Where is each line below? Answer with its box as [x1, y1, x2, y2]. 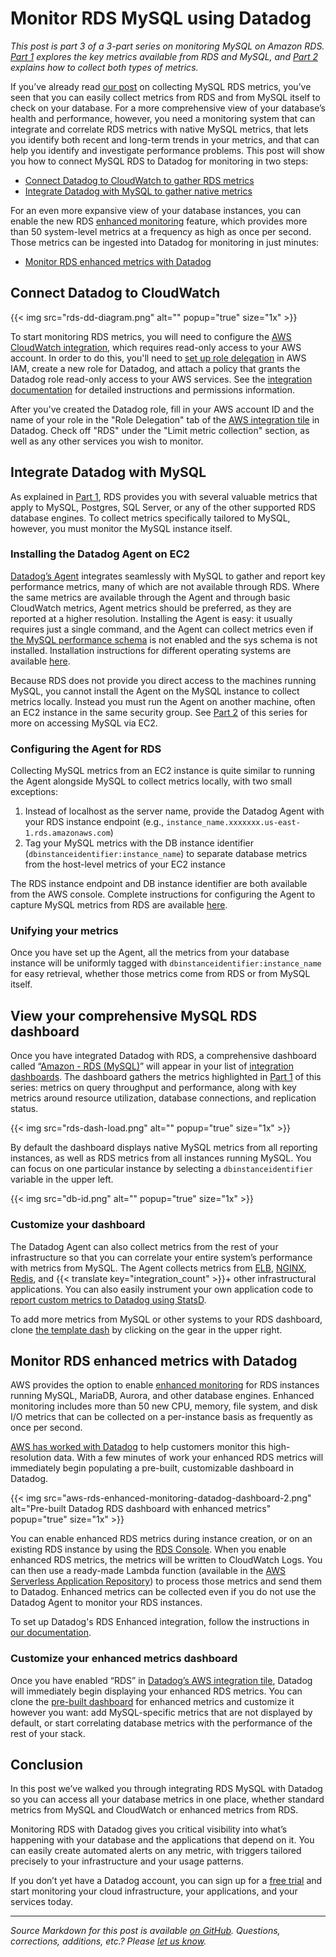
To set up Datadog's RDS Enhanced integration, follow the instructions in [10, 1616, 310, 1628]
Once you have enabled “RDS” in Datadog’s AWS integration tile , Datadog [10, 1674, 313, 1686]
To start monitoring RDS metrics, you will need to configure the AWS [10, 330, 292, 342]
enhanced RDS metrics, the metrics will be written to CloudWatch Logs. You [10, 1554, 323, 1566]
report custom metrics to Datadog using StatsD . [10, 1293, 207, 1306]
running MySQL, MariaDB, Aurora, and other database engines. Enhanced [10, 1390, 315, 1402]
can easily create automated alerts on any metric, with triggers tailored [10, 1845, 302, 1857]
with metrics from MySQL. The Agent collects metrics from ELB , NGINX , [10, 1262, 307, 1274]
